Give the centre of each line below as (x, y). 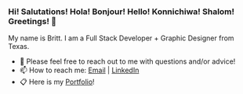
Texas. (19, 47)
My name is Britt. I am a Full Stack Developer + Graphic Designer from (121, 38)
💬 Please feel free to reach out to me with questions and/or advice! (127, 61)
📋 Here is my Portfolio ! (57, 82)
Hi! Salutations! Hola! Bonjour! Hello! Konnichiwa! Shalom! (121, 12)
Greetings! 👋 (33, 21)
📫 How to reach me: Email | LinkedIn (79, 70)
